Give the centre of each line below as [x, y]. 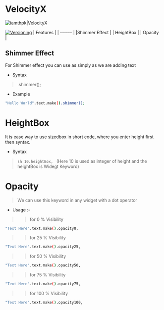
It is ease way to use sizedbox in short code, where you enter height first [79, 137]
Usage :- [21, 209]
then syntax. [18, 142]
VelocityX [26, 9]
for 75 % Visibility [48, 275]
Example [21, 94]
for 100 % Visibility [49, 293]
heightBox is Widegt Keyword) [48, 166]
